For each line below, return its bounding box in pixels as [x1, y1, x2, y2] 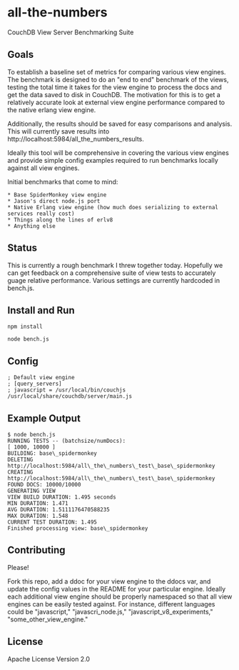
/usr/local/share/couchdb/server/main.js [7, 393, 133, 400]
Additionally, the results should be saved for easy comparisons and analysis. [7, 119, 233, 128]
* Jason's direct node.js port [7, 197, 101, 204]
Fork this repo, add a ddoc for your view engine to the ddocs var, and [7, 576, 211, 586]
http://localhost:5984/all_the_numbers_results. [7, 134, 145, 143]
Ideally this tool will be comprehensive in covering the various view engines [7, 148, 230, 157]
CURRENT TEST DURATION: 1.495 [7, 519, 98, 526]
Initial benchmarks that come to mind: [7, 177, 118, 186]
